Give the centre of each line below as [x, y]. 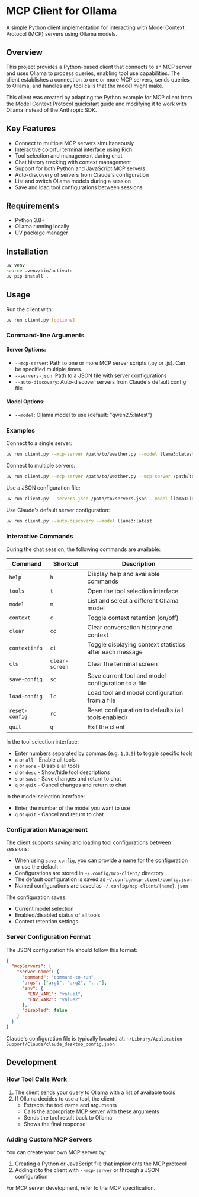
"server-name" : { [38, 972]
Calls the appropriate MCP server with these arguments [92, 1111]
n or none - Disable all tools [47, 766]
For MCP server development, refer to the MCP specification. [81, 1187]
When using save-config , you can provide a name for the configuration [101, 860]
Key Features [31, 129]
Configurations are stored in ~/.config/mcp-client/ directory [89, 873]
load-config [26, 696]
